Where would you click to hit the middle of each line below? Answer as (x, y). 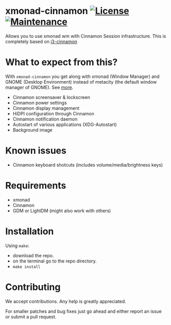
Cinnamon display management (46, 108)
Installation (30, 231)
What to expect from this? (62, 62)
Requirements (36, 186)
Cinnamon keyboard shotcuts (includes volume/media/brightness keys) (88, 165)
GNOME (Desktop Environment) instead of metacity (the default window (81, 82)
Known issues (36, 151)
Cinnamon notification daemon (45, 119)
